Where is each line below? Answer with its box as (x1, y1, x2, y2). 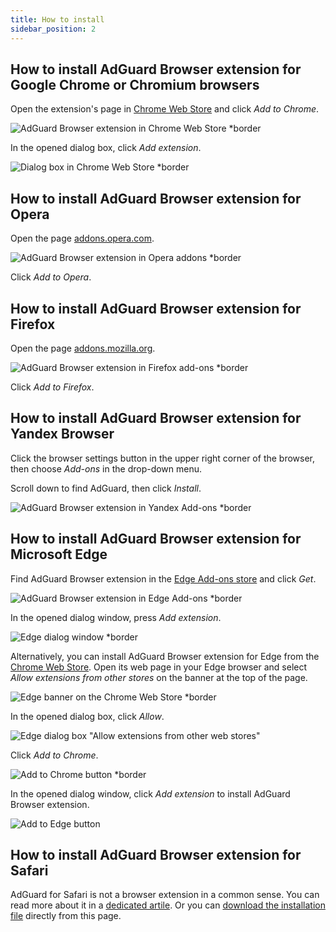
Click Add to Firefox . (10, 381, 95, 393)
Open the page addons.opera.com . (10, 232, 155, 245)
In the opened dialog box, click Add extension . (10, 142, 202, 154)
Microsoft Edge (10, 546, 108, 563)
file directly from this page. (10, 910, 122, 922)
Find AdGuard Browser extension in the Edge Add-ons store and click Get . (10, 572, 317, 585)
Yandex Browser (10, 426, 115, 443)
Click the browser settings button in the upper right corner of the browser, (10, 452, 316, 464)
